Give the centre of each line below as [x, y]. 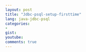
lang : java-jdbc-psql [28, 19]
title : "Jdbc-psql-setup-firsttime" [43, 14]
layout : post [19, 10]
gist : [11, 33]
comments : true [21, 42]
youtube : [14, 38]
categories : [17, 24]
